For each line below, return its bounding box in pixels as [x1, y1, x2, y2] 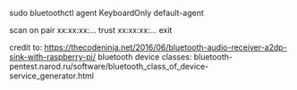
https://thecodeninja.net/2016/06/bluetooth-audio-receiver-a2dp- [44, 42, 288, 53]
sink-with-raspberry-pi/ [9, 52, 97, 61]
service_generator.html [9, 70, 94, 81]
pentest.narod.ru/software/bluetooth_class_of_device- [9, 61, 209, 71]
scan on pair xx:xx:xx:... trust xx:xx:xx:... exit [9, 25, 173, 35]
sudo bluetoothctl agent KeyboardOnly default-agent [9, 8, 204, 18]
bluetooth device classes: [98, 52, 192, 61]
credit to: [9, 42, 43, 53]
